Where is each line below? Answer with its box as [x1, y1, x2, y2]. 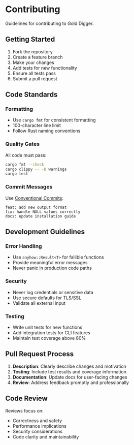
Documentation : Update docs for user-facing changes [12, 374, 127, 380]
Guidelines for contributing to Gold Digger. [5, 20, 94, 26]
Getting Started [5, 35, 55, 44]
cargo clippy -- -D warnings [5, 167, 67, 172]
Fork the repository [12, 48, 53, 54]
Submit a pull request [12, 75, 57, 82]
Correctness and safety [12, 418, 62, 424]
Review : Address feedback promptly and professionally [12, 379, 129, 386]
